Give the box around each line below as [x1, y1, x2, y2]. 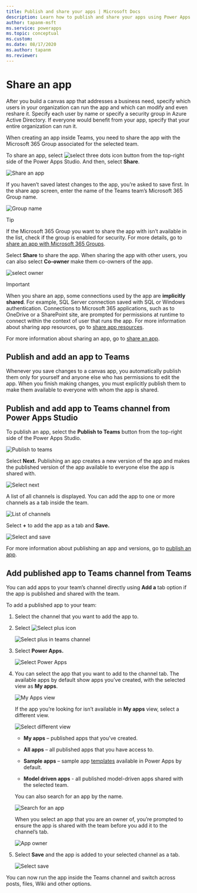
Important [6, 281, 30, 288]
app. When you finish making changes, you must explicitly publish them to [6, 380, 186, 387]
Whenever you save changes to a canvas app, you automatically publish [6, 367, 181, 375]
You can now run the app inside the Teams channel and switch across [6, 874, 176, 881]
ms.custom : [6, 36, 33, 42]
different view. [14, 712, 49, 718]
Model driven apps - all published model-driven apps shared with [23, 775, 183, 782]
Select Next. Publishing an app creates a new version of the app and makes [6, 458, 190, 465]
